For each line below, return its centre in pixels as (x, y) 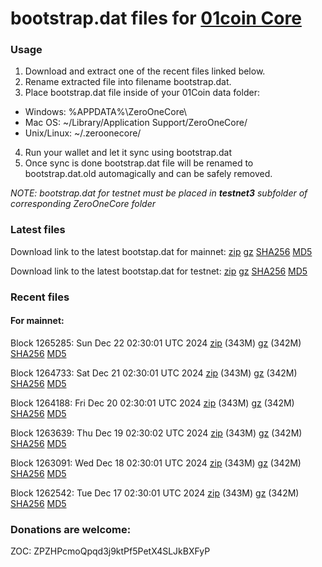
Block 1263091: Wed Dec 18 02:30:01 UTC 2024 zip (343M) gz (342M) (156, 463)
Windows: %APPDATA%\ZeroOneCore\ (106, 112)
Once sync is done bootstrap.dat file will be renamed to (139, 163)
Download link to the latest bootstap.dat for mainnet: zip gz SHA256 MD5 (161, 251)
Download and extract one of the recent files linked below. (145, 71)
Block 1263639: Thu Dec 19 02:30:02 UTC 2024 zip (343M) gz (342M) (156, 433)
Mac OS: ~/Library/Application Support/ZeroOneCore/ (136, 123)
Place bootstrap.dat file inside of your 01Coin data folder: (142, 93)
